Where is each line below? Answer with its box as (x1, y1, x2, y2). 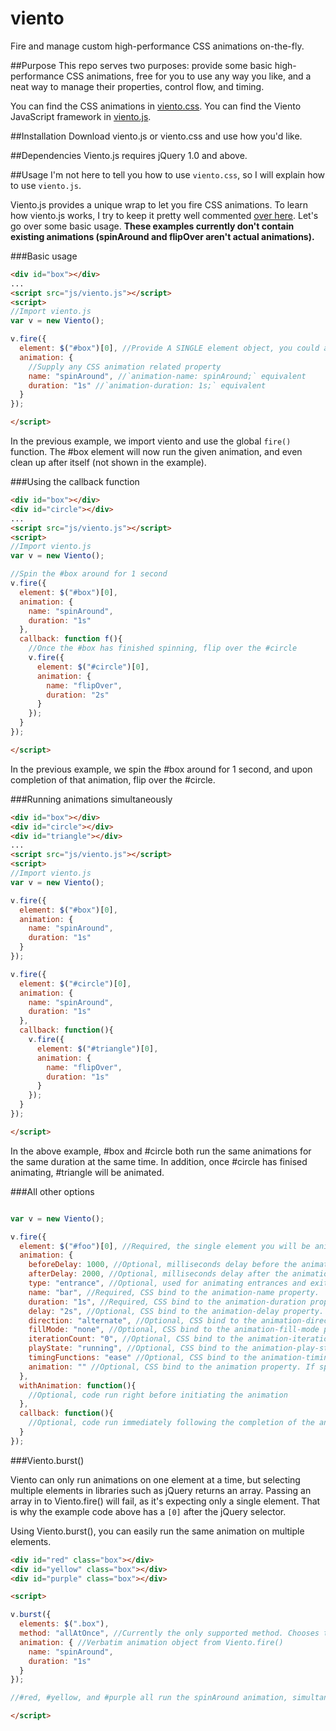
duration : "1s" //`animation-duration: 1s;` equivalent (28, 380, 267, 391)
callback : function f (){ (19, 634, 123, 644)
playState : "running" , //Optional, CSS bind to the (28, 1343, 248, 1354)
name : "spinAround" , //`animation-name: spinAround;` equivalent (28, 371, 307, 381)
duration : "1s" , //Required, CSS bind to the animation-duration (28, 1297, 307, 1307)
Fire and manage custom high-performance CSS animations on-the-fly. (10, 40, 305, 52)
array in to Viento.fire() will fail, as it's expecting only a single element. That (10, 1495, 321, 1507)
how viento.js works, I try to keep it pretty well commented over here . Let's (10, 209, 319, 221)
